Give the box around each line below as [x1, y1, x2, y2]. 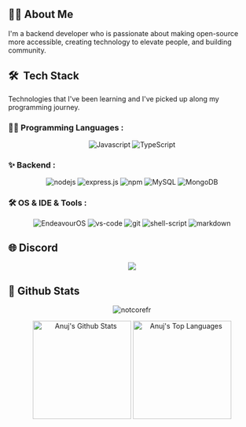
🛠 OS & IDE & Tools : [8, 197, 87, 208]
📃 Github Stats [8, 284, 80, 297]
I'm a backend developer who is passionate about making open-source [8, 28, 239, 38]
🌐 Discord [8, 241, 58, 254]
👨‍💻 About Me [8, 8, 74, 21]
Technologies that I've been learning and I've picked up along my [8, 94, 220, 103]
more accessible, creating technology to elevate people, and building [8, 37, 232, 46]
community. [8, 45, 46, 55]
